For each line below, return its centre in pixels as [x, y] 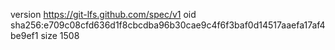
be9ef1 [24, 35]
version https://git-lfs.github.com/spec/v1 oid [103, 14]
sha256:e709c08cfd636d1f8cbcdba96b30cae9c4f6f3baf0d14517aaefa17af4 [168, 25]
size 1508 [60, 35]
